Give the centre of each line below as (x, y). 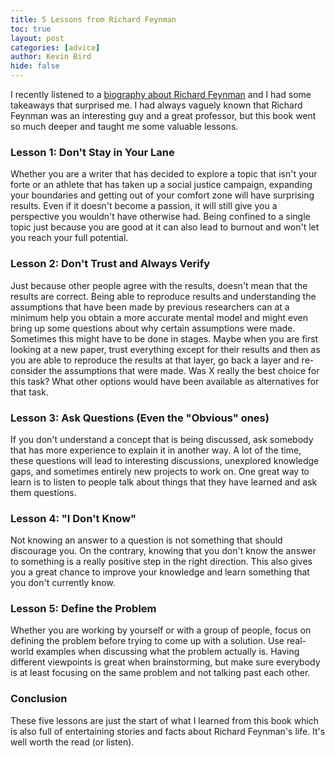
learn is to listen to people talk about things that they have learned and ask (164, 482)
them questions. (43, 492)
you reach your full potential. (69, 238)
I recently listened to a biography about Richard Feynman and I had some (161, 94)
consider (28, 370)
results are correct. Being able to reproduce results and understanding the (163, 296)
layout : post (37, 38)
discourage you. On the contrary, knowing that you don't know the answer (163, 551)
